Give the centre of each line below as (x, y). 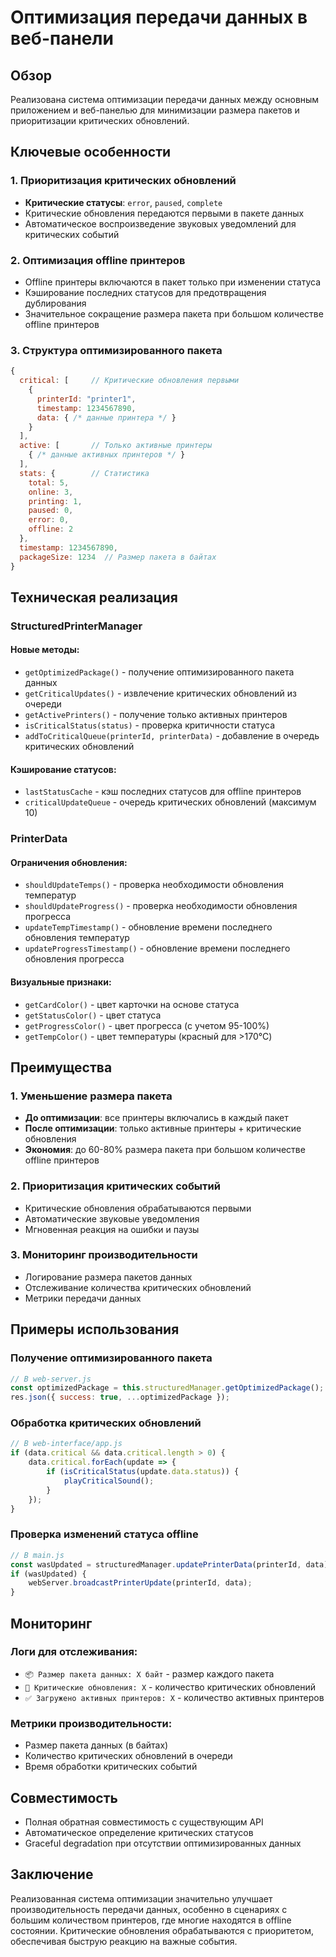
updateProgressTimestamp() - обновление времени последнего (157, 948)
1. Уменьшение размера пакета (91, 1096)
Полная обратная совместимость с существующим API (144, 1822)
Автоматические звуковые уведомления (112, 1218)
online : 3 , (51, 492)
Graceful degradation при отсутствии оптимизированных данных (163, 1843)
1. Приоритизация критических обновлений (123, 181)
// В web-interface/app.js (66, 1444)
